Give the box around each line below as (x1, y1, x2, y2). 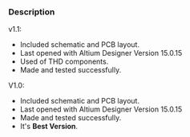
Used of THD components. (19, 57, 109, 66)
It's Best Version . (19, 122, 79, 131)
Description (8, 6, 55, 18)
